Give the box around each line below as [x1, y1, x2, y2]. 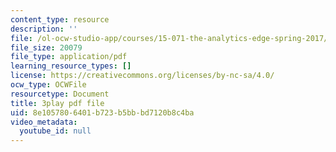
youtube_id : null [19, 126, 92, 136]
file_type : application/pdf [10, 52, 128, 62]
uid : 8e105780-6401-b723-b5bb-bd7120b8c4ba [10, 107, 195, 118]
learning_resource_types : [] [10, 61, 132, 71]
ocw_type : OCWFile [10, 80, 87, 90]
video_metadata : [10, 117, 78, 127]
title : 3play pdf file [10, 98, 105, 108]
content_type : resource [10, 14, 110, 25]
